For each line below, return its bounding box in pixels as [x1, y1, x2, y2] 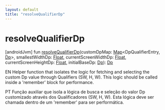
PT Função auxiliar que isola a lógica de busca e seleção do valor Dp [5, 89, 146, 95]
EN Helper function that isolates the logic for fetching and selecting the [5, 69, 150, 75]
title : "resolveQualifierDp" [5, 12, 65, 17]
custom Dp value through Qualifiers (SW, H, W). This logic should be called [5, 74, 158, 80]
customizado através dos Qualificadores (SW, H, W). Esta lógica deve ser [5, 94, 154, 100]
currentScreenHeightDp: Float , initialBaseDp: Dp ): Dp [5, 59, 113, 65]
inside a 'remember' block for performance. [5, 80, 94, 85]
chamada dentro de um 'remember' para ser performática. [5, 99, 124, 106]
